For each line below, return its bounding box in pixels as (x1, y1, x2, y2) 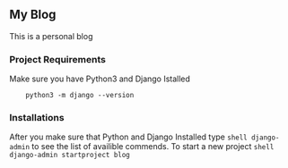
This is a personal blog (9, 30, 93, 41)
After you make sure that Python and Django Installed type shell (9, 131, 249, 142)
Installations (9, 112, 65, 124)
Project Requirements (9, 53, 106, 65)
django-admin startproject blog (9, 151, 130, 160)
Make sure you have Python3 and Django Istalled (9, 73, 191, 84)
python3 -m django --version (25, 91, 135, 100)
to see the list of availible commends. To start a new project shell (31, 141, 275, 152)
